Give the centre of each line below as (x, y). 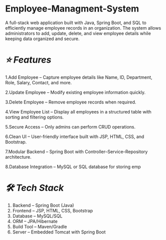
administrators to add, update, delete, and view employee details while (78, 33)
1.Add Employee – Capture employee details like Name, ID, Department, (79, 77)
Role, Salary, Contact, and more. (39, 82)
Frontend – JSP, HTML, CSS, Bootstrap (53, 210)
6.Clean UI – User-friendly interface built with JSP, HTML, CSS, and (75, 137)
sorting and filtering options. (35, 117)
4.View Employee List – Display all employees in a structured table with (78, 111)
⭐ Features (28, 60)
